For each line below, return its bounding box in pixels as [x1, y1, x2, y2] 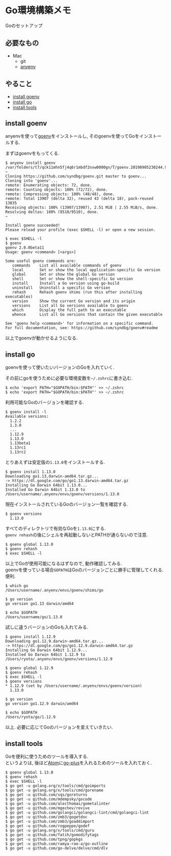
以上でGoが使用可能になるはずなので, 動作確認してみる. [5, 560, 122, 567]
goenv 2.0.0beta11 [5, 245, 44, 250]
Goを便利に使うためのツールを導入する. [5, 754, 89, 759]
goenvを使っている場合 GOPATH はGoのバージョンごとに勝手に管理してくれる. [5, 567, 164, 573]
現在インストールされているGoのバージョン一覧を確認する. [5, 501, 128, 507]
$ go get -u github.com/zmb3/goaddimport [5, 819, 95, 824]
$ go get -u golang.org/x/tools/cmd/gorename [5, 788, 103, 793]
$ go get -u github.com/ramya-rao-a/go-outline [5, 841, 108, 846]
